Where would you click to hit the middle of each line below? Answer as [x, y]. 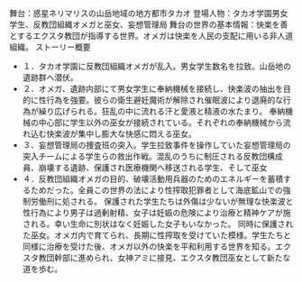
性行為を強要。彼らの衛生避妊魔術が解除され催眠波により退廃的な [161, 100]
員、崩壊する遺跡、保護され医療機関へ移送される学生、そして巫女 [145, 168]
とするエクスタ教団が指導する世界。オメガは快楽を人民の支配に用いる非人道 [151, 36]
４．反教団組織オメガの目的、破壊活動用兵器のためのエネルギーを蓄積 [153, 179]
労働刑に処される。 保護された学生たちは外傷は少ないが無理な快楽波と [162, 201]
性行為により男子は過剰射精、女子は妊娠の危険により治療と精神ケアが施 [156, 213]
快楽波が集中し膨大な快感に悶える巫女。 [121, 134]
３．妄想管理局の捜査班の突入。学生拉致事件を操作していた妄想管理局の [156, 145]
